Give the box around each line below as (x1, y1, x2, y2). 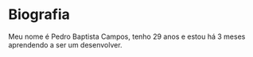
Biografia (8, 6, 70, 24)
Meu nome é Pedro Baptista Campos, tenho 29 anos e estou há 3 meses (8, 32, 246, 41)
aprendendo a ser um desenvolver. (8, 40, 123, 49)
